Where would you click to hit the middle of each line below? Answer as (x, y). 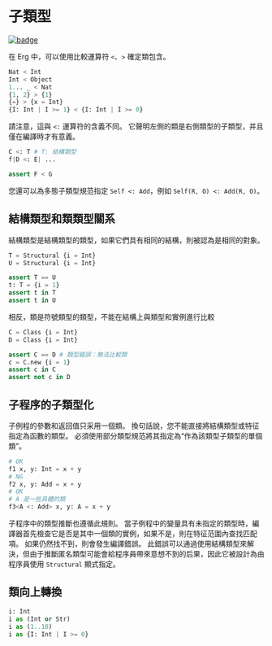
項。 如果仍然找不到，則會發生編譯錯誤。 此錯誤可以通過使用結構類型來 (128, 544)
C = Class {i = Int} (43, 332)
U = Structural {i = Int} (52, 263)
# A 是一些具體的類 (37, 500)
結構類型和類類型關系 (62, 219)
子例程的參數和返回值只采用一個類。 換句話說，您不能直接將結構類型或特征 (134, 426)
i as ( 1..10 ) (30, 626)
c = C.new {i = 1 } (39, 362)
